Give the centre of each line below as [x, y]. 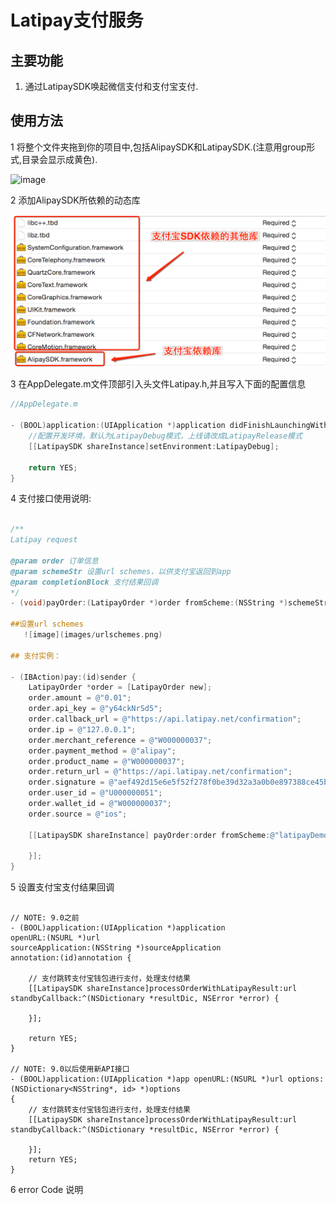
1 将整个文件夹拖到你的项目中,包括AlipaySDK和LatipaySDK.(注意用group [158, 147]
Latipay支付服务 [77, 20]
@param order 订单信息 [54, 561]
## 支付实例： [36, 656]
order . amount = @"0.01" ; [80, 698]
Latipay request [44, 540]
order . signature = [66, 782]
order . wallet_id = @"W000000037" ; [100, 804]
